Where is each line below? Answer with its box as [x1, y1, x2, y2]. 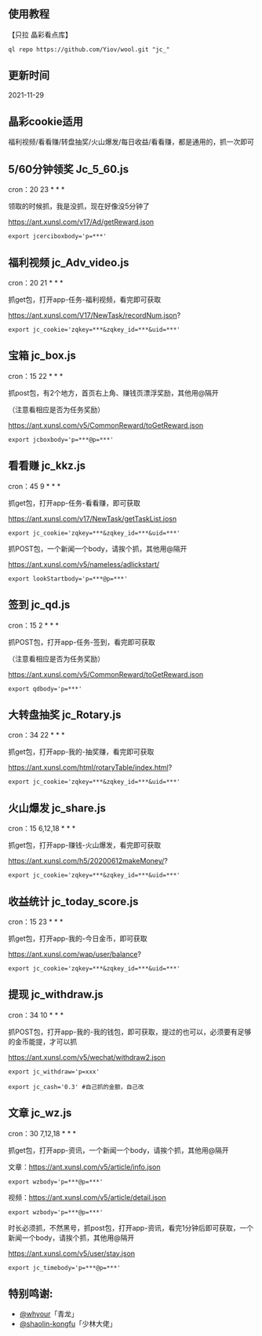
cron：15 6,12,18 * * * [8, 824, 76, 834]
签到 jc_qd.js [8, 598, 71, 612]
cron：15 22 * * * [8, 371, 64, 381]
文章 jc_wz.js [8, 1106, 72, 1120]
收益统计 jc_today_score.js [8, 895, 139, 908]
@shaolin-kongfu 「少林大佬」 [19, 1319, 117, 1329]
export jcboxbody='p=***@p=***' [8, 436, 114, 443]
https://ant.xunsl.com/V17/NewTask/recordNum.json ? [8, 311, 181, 320]
